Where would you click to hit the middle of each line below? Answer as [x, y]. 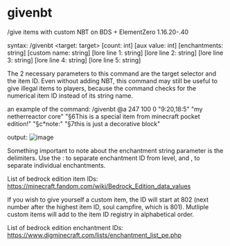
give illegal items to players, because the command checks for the [102, 88]
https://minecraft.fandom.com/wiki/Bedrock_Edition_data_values [99, 186]
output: [17, 137]
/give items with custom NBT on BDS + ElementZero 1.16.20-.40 [98, 32]
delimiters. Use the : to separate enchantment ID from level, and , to [104, 158]
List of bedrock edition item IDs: [53, 179]
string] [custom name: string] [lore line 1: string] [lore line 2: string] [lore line [115, 53]
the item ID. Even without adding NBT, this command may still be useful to [113, 80]
